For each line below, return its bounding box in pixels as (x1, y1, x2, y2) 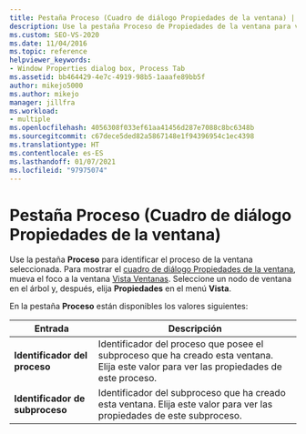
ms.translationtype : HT (9, 140, 100, 149)
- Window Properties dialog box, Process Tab (9, 65, 185, 74)
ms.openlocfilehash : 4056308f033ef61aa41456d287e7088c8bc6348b (9, 124, 255, 133)
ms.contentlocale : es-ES (9, 148, 104, 157)
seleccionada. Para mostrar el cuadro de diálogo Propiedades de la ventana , (9, 264, 296, 275)
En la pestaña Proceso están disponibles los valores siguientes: (9, 301, 249, 312)
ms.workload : (9, 106, 59, 116)
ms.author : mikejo (9, 89, 79, 98)
